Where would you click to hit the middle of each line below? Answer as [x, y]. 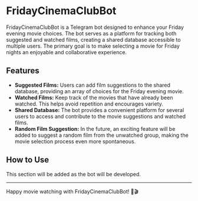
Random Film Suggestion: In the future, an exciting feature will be [95, 128]
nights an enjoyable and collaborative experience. [67, 52]
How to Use [28, 160]
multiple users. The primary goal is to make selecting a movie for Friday [93, 46]
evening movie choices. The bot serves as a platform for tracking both [91, 33]
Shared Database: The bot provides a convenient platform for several [99, 110]
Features [23, 71]
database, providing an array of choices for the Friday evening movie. [99, 91]
